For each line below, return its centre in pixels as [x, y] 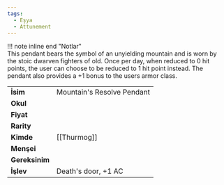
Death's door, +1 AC [90, 171]
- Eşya [23, 20]
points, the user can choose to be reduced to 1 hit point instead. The [105, 69]
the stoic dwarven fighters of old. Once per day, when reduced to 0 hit [109, 61]
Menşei [23, 149]
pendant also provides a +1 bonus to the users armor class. [92, 76]
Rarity [21, 126]
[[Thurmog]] [77, 138]
